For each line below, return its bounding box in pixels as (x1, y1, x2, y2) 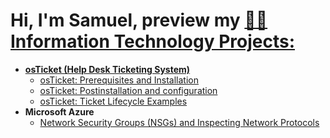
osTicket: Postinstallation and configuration (39, 84, 218, 96)
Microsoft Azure (24, 105, 95, 118)
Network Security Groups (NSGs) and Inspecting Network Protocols (39, 116, 320, 128)
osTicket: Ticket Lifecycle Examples (39, 95, 188, 107)
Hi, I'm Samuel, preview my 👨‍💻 (10, 9, 268, 32)
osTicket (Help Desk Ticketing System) (24, 63, 191, 75)
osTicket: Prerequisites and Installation (39, 74, 200, 86)
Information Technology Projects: (10, 30, 295, 53)
